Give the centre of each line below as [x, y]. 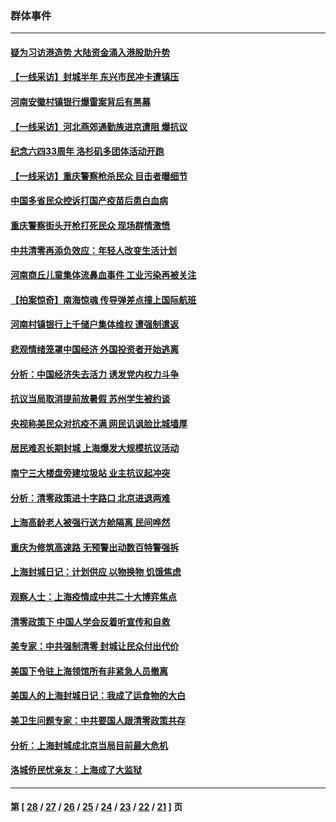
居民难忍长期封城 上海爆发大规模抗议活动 [95, 448]
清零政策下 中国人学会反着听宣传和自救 [90, 621]
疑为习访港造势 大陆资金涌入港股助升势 [90, 52]
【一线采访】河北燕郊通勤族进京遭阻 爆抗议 [99, 126]
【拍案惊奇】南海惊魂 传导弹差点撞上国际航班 [103, 299]
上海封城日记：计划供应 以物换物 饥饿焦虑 [96, 572]
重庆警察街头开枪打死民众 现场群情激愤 [90, 226]
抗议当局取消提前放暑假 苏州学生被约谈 [90, 399]
